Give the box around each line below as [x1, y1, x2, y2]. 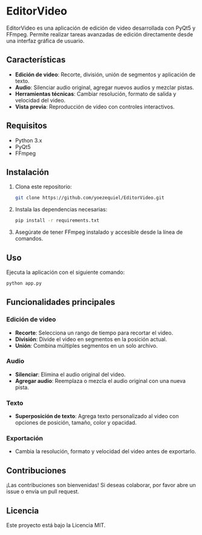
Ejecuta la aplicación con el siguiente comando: [6, 268, 125, 276]
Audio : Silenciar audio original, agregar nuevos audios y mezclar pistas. [15, 84, 195, 91]
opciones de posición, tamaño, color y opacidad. [15, 419, 137, 427]
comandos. [15, 235, 44, 242]
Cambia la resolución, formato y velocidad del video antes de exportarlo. [15, 448, 197, 455]
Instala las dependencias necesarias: [15, 206, 108, 213]
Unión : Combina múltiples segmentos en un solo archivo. [15, 342, 158, 349]
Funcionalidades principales [6, 297, 116, 307]
